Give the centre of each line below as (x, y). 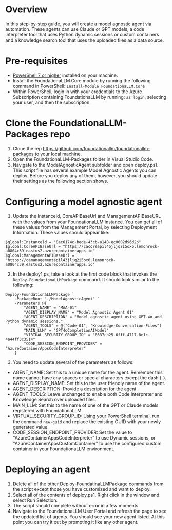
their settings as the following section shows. (61, 181)
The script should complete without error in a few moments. (76, 505)
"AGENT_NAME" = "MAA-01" (50, 308)
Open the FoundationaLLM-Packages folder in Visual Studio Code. (83, 159)
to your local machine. (59, 154)
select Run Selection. (35, 500)
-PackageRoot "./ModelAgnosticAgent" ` (57, 299)
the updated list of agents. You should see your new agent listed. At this (89, 516)
